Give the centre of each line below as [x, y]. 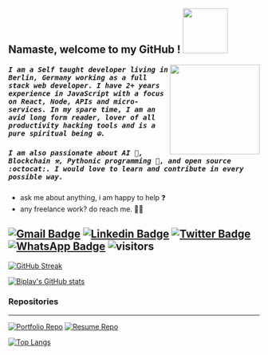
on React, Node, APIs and [59, 101]
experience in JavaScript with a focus [86, 93]
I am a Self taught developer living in [89, 69]
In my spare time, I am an [103, 109]
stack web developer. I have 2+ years [84, 85]
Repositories [33, 302]
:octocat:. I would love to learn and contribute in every [126, 169]
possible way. [36, 177]
